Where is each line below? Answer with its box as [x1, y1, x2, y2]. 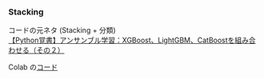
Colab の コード [8, 62, 58, 72]
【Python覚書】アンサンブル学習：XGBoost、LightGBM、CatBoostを [8, 35, 235, 45]
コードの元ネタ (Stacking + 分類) [8, 26, 116, 35]
